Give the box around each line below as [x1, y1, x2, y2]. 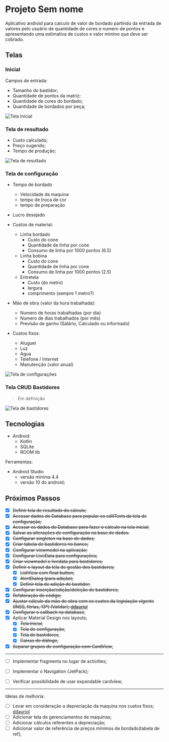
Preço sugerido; [12, 142, 46, 148]
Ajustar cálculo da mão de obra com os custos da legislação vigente [12, 598, 154, 604]
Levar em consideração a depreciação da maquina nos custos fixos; [12, 703, 154, 709]
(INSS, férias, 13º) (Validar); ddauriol [12, 604, 88, 610]
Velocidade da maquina [20, 192, 69, 198]
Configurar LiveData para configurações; [12, 552, 98, 559]
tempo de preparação [20, 202, 65, 208]
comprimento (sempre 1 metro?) [27, 290, 94, 296]
